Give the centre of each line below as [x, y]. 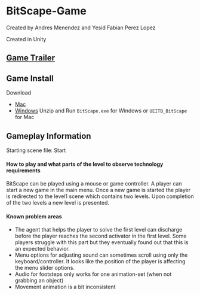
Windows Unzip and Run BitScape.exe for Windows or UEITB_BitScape [101, 111]
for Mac [24, 117]
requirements [23, 170]
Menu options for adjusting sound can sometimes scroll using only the [101, 255]
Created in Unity [26, 39]
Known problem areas [34, 216]
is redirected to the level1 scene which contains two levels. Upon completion [100, 196]
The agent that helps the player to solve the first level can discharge [99, 230]
